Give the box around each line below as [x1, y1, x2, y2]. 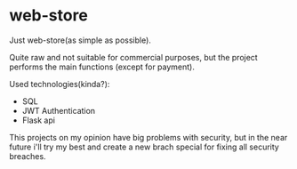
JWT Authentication [21, 105, 96, 116]
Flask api [21, 115, 56, 125]
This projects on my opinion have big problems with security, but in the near [9, 132, 288, 142]
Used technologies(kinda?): [9, 78, 110, 89]
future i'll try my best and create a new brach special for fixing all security [9, 141, 280, 152]
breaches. [9, 150, 46, 161]
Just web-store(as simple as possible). [9, 35, 151, 45]
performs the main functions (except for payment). [9, 61, 196, 72]
